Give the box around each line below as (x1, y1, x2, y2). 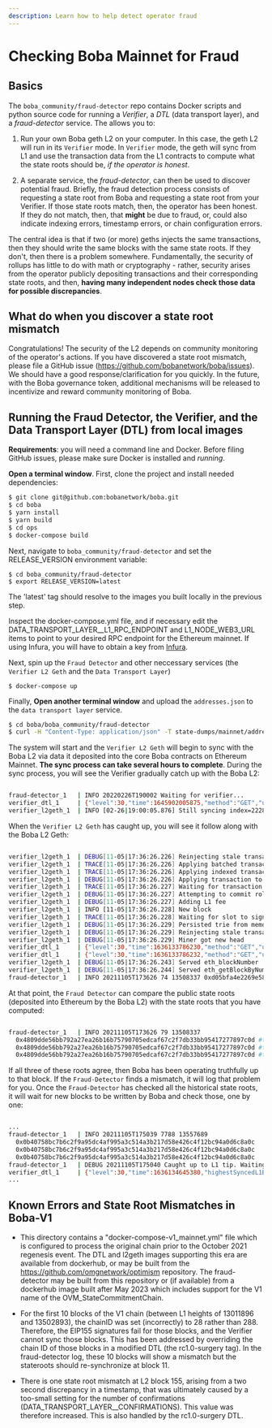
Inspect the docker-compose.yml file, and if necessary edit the (8, 616, 219, 625)
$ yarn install (8, 508, 60, 517)
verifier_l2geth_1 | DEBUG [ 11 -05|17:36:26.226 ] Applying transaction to (8, 875, 263, 884)
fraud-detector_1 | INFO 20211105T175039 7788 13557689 (8, 1131, 208, 1139)
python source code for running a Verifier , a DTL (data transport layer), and (8, 109, 259, 119)
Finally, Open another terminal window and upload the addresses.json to (8, 696, 253, 706)
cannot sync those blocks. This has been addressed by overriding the (19, 1335, 253, 1344)
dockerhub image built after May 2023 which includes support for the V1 (19, 1284, 263, 1294)
